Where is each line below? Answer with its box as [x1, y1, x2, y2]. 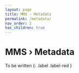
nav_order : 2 [5, 21, 32, 26]
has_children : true [5, 25, 45, 30]
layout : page [5, 7, 32, 12]
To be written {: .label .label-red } [5, 63, 72, 69]
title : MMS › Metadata [5, 12, 52, 17]
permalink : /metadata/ [5, 16, 52, 21]
